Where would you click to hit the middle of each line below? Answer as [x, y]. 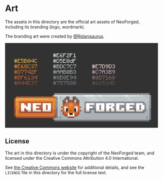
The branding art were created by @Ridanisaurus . [55, 36]
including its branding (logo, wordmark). [45, 27]
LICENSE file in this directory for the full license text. [56, 172]
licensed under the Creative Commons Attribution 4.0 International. [72, 158]
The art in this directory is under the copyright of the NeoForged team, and [80, 153]
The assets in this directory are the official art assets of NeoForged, [73, 22]
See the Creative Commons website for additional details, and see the [75, 167]
